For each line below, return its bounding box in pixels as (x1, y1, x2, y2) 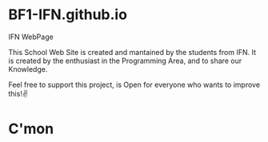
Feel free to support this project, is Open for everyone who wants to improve (8, 80, 261, 89)
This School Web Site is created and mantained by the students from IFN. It (8, 47, 256, 57)
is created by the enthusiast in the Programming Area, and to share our (8, 56, 242, 65)
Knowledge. (8, 64, 48, 73)
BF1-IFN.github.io (8, 6, 128, 24)
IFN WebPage (8, 32, 54, 41)
